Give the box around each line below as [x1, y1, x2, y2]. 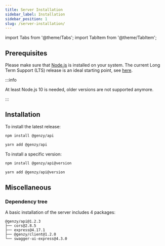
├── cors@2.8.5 [5, 223, 37, 228]
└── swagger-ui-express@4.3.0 [5, 236, 68, 242]
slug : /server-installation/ [5, 21, 65, 26]
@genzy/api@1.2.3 [5, 219, 41, 224]
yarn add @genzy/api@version [5, 169, 65, 175]
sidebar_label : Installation [5, 12, 65, 17]
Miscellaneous [5, 183, 51, 192]
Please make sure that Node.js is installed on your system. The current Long [5, 62, 161, 68]
